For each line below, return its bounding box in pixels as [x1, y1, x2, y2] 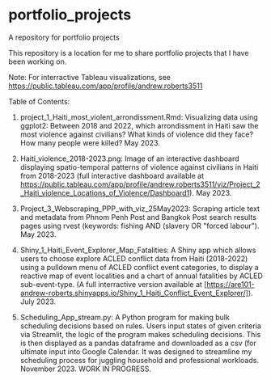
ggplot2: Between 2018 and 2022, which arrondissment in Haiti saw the [19, 120, 259, 130]
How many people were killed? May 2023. [19, 137, 160, 147]
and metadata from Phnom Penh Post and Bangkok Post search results [19, 212, 257, 222]
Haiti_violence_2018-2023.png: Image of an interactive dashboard [19, 154, 239, 163]
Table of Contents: [8, 96, 70, 106]
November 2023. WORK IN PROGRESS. [19, 364, 152, 374]
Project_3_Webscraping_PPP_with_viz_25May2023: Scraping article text [19, 204, 260, 213]
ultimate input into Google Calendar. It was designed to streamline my [19, 346, 252, 357]
